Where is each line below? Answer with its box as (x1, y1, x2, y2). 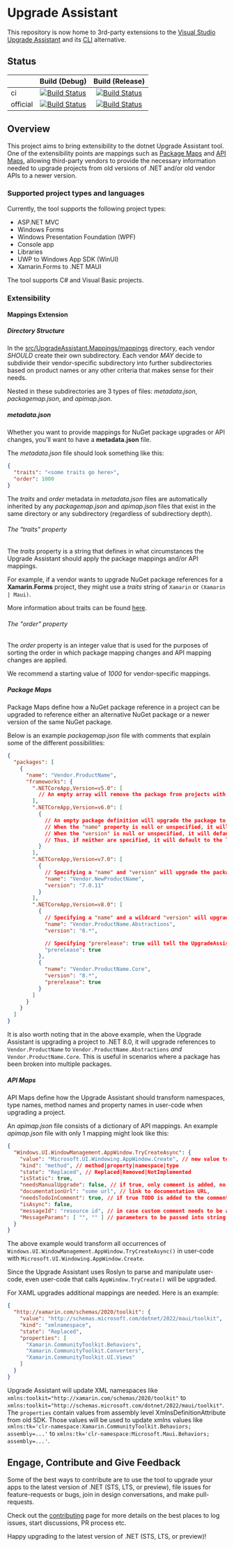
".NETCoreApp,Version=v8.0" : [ (32, 901, 123, 908)
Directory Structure (7, 326, 65, 335)
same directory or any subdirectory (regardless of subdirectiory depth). (7, 509, 212, 517)
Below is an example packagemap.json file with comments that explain (7, 731, 211, 740)
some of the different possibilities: (7, 739, 105, 747)
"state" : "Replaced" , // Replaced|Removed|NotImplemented (19, 1168, 192, 1175)
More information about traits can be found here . (7, 604, 148, 612)
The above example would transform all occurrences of (7, 1240, 166, 1248)
